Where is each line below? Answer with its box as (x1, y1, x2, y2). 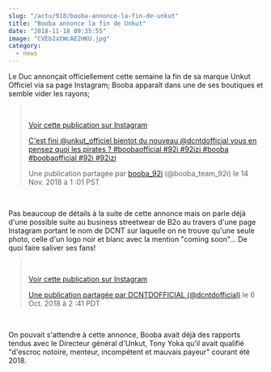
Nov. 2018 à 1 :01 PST (28, 177, 100, 187)
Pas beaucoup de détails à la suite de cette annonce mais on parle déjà (8, 209, 247, 218)
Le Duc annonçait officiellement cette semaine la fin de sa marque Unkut (8, 72, 251, 81)
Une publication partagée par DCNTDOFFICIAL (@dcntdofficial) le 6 (28, 290, 256, 299)
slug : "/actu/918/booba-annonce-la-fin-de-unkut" (8, 11, 180, 20)
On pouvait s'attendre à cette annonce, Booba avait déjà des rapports (8, 330, 241, 340)
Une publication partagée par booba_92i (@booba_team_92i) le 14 (28, 169, 249, 178)
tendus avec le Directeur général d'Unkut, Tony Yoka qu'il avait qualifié (8, 339, 245, 348)
